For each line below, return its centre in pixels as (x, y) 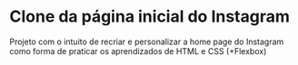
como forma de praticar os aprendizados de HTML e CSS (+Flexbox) (138, 51)
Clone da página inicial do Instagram (150, 17)
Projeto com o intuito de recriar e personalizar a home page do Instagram (147, 42)
